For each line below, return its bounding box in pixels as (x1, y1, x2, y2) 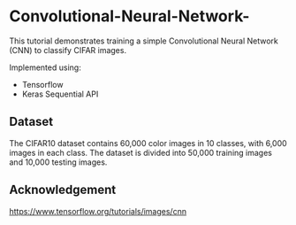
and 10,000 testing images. (9, 157, 108, 167)
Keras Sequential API (21, 89, 99, 99)
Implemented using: (9, 62, 81, 73)
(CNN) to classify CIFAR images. (9, 44, 126, 55)
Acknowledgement (9, 182, 117, 198)
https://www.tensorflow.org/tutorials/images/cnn (9, 206, 187, 216)
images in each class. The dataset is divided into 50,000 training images (9, 147, 272, 158)
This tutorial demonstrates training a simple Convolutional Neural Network (9, 35, 278, 46)
